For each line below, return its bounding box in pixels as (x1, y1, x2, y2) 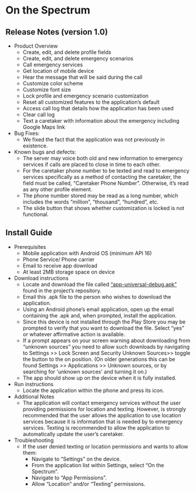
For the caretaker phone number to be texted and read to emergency (22, 167, 190, 174)
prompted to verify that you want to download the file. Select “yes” (22, 324, 184, 332)
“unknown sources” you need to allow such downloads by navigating (22, 343, 190, 350)
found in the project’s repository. (22, 287, 102, 294)
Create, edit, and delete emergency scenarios (22, 55, 134, 62)
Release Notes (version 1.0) (5, 27, 108, 37)
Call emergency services (22, 61, 83, 68)
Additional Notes (13, 393, 55, 400)
